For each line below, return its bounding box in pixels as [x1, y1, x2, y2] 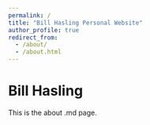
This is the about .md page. [8, 108, 97, 117]
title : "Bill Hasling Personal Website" [8, 19, 144, 27]
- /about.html [15, 48, 62, 56]
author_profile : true [8, 26, 80, 34]
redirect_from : [8, 33, 58, 42]
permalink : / [8, 11, 51, 20]
